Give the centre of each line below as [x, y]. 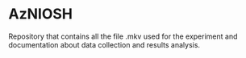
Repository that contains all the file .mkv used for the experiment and [123, 36]
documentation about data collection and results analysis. [104, 44]
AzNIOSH [40, 14]
